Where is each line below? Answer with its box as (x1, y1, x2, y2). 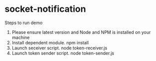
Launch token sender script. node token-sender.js (11, 50, 115, 56)
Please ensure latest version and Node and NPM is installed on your (11, 29, 151, 35)
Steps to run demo (4, 20, 43, 26)
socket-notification (4, 3, 86, 15)
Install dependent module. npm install (11, 39, 89, 45)
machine (11, 34, 30, 40)
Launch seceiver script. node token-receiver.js (11, 45, 107, 51)
